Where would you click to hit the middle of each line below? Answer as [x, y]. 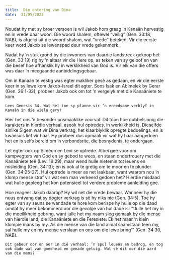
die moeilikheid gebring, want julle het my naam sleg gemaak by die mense [83, 214]
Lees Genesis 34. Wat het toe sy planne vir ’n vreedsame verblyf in [80, 106]
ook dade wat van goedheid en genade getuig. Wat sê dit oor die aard [81, 249]
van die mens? [20, 253]
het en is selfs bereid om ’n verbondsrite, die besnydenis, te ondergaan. [80, 141]
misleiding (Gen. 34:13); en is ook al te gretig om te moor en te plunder [78, 166]
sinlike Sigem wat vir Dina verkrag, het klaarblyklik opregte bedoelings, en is [84, 130]
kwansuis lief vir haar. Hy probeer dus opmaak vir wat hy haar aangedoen [82, 135]
